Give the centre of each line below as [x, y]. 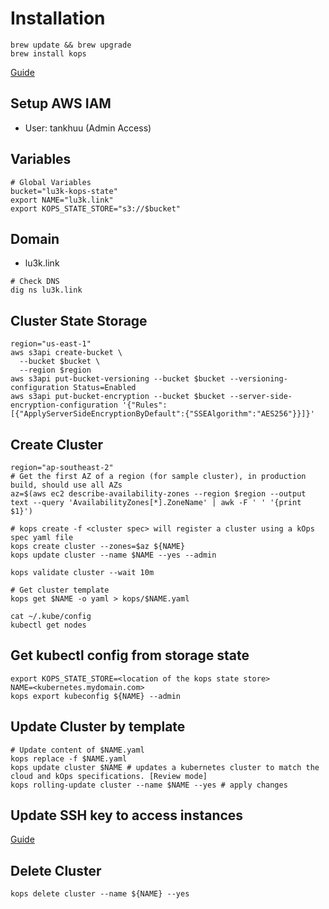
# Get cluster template [60, 590]
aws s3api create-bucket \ [66, 353]
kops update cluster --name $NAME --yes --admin [113, 555]
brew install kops [48, 53]
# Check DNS [35, 282]
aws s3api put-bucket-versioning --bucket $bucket [118, 379]
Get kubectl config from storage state [130, 655]
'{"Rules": [144, 405]
